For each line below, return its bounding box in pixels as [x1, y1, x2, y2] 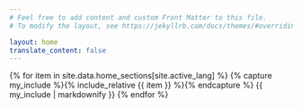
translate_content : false [9, 46, 106, 54]
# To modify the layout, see [9, 21, 119, 30]
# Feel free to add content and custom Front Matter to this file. [9, 13, 268, 22]
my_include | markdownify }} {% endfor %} [9, 89, 169, 100]
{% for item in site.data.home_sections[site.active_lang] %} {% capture [9, 71, 272, 81]
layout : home [9, 38, 58, 46]
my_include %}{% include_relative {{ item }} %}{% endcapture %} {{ [9, 80, 263, 90]
